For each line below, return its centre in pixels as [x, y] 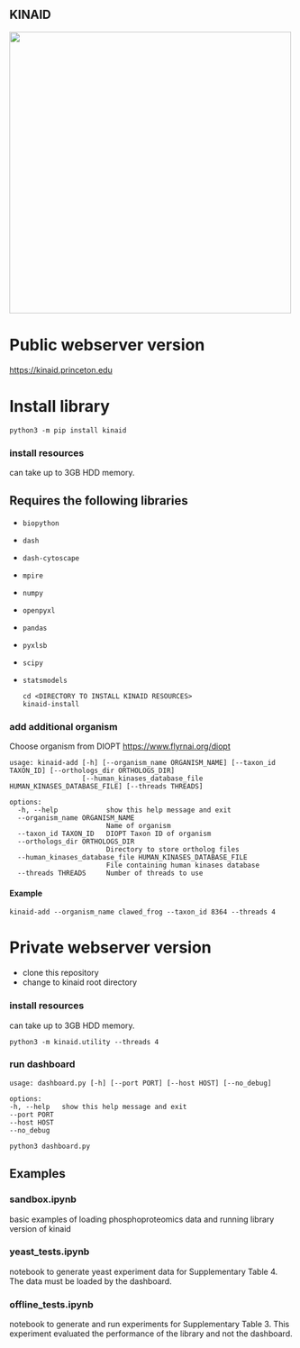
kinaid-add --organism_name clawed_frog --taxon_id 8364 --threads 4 [143, 912]
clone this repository [60, 973]
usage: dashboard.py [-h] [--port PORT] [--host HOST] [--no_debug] [141, 1083]
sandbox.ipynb [43, 1199]
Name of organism [138, 826]
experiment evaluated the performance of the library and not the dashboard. [151, 1334]
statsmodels [45, 680]
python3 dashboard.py [50, 1146]
